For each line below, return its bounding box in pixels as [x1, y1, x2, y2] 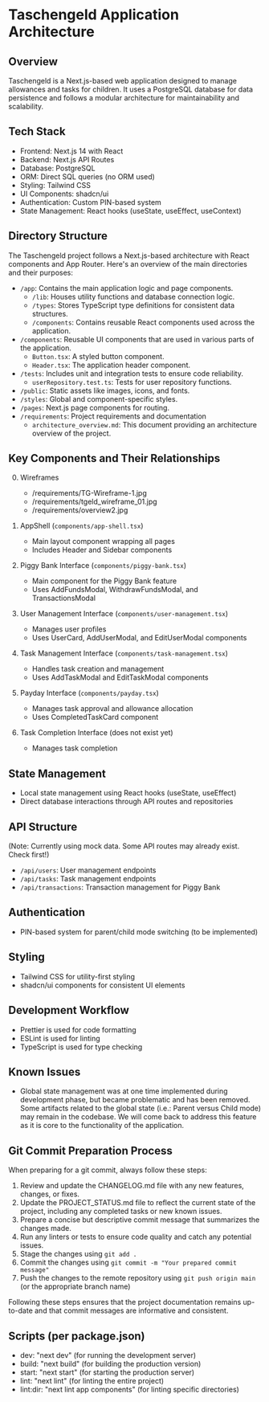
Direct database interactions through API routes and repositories [19, 797, 234, 807]
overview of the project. [31, 428, 112, 438]
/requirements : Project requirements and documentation [19, 411, 207, 421]
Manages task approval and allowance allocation [31, 704, 194, 713]
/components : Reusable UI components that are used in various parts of [19, 334, 255, 344]
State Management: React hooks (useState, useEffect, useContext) [19, 206, 243, 215]
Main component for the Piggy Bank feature [31, 576, 177, 586]
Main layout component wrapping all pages [31, 537, 175, 546]
